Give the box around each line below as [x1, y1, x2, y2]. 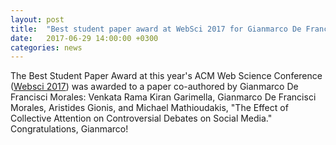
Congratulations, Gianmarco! [10, 123, 129, 135]
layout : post [10, 14, 65, 25]
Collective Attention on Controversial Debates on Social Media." [10, 112, 273, 125]
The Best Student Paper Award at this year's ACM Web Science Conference [10, 70, 323, 82]
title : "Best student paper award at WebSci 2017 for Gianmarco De [10, 24, 302, 34]
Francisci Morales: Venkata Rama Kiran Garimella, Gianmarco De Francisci [10, 91, 317, 103]
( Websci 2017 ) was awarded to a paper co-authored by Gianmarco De [10, 81, 299, 93]
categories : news [10, 42, 83, 53]
